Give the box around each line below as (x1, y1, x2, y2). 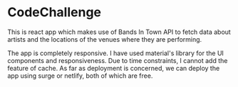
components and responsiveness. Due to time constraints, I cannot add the (7, 56, 228, 64)
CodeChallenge (7, 4, 102, 21)
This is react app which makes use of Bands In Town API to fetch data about (7, 28, 232, 36)
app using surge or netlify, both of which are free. (7, 71, 153, 80)
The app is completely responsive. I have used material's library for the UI (7, 49, 224, 57)
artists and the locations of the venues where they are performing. (7, 35, 202, 43)
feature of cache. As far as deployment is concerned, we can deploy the (7, 64, 220, 72)
